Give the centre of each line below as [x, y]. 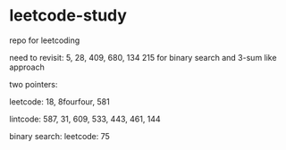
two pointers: [34, 84]
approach [27, 67]
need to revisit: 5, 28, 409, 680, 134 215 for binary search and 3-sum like [143, 57]
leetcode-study [68, 16]
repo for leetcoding [45, 40]
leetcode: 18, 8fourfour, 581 [59, 101]
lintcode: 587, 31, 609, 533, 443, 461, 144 [85, 119]
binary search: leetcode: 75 [59, 136]
